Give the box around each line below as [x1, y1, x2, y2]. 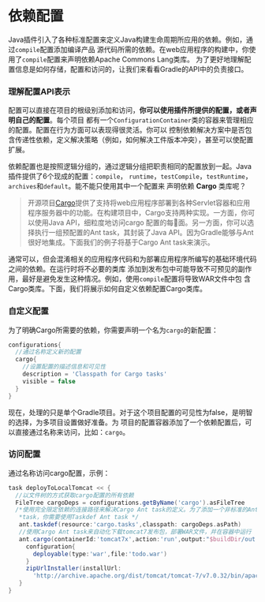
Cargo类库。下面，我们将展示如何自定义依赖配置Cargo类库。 [8, 284, 207, 294]
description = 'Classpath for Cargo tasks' [22, 370, 168, 379]
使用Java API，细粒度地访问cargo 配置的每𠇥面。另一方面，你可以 [34, 218, 248, 227]
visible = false [22, 377, 77, 385]
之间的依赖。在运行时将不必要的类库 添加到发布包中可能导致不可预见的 [8, 264, 238, 274]
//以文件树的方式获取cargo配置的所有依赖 [15, 491, 134, 499]
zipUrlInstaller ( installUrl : [25, 565, 122, 573]
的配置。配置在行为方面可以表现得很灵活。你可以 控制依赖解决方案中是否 [8, 125, 245, 135]
